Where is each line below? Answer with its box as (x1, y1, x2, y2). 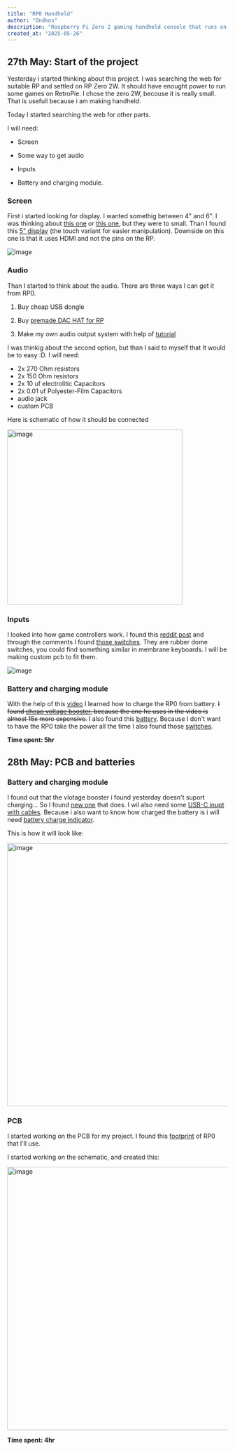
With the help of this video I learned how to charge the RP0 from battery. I (7, 700, 220, 708)
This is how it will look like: (7, 829, 84, 837)
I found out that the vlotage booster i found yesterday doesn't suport (7, 793, 205, 801)
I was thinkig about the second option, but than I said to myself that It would (7, 343, 226, 352)
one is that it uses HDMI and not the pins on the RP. (7, 234, 156, 243)
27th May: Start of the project (7, 55, 138, 67)
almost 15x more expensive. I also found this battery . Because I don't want (7, 715, 222, 723)
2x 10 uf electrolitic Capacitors (17, 379, 106, 387)
